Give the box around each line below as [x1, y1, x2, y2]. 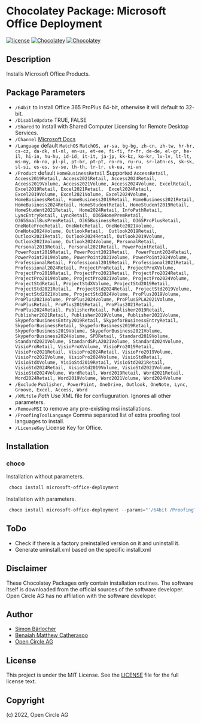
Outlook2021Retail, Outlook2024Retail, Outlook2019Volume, [14, 233, 166, 240]
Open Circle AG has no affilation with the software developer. [6, 592, 157, 599]
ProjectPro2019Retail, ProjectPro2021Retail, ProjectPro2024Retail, [14, 270, 190, 276]
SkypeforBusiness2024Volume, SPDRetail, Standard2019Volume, [14, 333, 171, 339]
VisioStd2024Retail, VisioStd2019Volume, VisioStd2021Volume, [14, 364, 173, 370]
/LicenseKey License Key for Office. [14, 424, 103, 431]
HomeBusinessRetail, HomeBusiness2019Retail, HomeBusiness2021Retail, [14, 196, 195, 202]
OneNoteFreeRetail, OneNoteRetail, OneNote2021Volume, [14, 223, 155, 229]
